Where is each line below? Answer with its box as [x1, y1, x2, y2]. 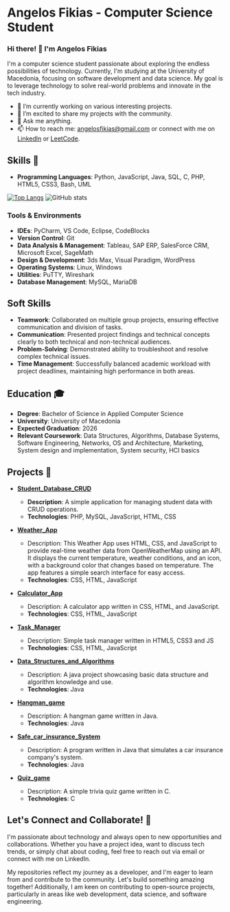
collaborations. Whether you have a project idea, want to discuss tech [7, 840, 205, 848]
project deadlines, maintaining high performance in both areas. [16, 367, 196, 375]
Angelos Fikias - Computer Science [7, 5, 213, 21]
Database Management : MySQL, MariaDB [16, 278, 137, 286]
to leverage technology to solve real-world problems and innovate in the [7, 81, 211, 90]
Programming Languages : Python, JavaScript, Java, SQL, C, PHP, [16, 173, 205, 181]
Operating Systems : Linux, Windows [16, 263, 122, 271]
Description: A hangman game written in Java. [27, 712, 159, 721]
